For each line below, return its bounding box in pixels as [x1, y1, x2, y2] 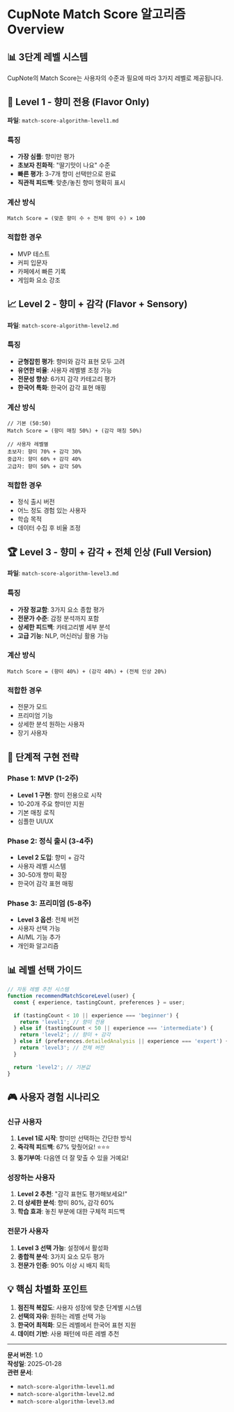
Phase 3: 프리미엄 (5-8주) [7, 899, 92, 908]
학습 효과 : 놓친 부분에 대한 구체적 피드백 [17, 1207, 125, 1216]
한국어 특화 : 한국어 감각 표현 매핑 [17, 383, 107, 391]
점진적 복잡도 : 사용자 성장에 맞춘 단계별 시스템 [17, 1303, 142, 1312]
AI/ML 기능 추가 [17, 933, 61, 941]
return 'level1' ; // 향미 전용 [19, 1018, 104, 1025]
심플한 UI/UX [17, 816, 54, 825]
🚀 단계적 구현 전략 [7, 751, 79, 763]
